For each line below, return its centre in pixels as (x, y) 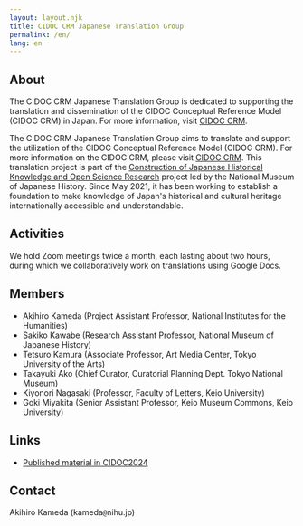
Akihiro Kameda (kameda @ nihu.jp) (72, 512)
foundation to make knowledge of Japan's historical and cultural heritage (146, 196)
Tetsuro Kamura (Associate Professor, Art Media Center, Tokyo (139, 354)
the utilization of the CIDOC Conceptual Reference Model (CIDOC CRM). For (151, 148)
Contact (33, 490)
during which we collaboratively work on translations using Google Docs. (146, 265)
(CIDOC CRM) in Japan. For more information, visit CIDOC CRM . (128, 121)
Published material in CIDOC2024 (85, 462)
